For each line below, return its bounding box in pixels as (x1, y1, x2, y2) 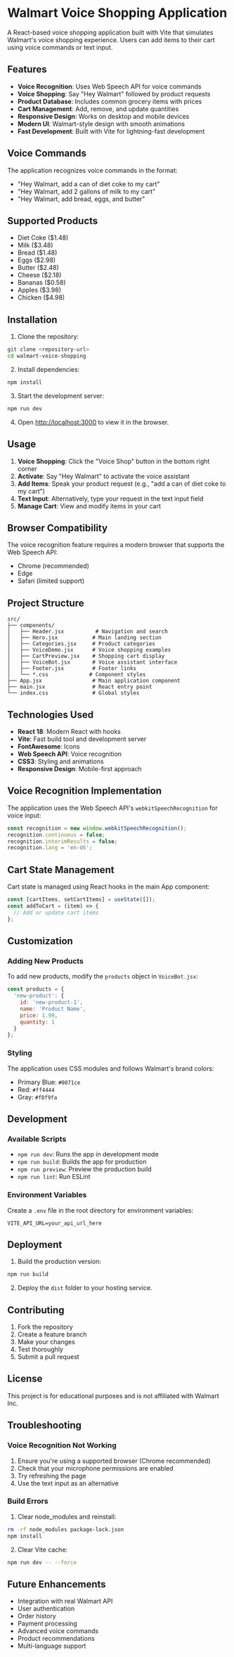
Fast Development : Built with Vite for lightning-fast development (17, 127, 205, 135)
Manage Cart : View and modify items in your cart (17, 501, 162, 510)
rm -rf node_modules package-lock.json (7, 1526, 124, 1533)
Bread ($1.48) (17, 248, 58, 257)
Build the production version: (17, 1257, 102, 1266)
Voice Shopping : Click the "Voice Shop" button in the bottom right (17, 457, 210, 465)
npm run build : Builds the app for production (17, 1158, 147, 1166)
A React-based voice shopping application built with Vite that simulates (7, 28, 214, 37)
